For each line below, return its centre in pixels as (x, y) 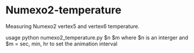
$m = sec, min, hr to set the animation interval (62, 44)
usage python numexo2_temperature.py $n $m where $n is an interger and (97, 37)
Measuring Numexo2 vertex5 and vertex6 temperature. (72, 26)
